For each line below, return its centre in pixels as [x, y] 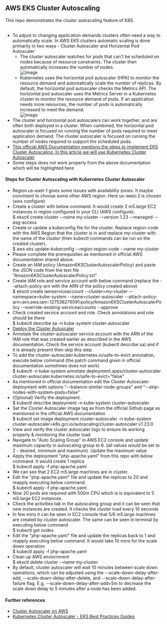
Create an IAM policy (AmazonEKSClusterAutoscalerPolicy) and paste [84, 265]
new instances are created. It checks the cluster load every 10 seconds [85, 509]
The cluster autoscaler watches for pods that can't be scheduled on [89, 56]
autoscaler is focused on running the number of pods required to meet [85, 131]
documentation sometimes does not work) [56, 366]
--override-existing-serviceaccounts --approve [69, 307]
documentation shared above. [43, 260]
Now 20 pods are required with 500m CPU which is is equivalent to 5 [83, 493]
